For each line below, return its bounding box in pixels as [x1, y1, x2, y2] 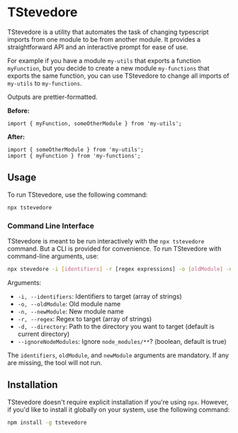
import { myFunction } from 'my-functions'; [7, 152, 141, 159]
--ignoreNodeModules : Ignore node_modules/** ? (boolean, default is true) [17, 337, 227, 345]
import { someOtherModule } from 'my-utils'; [7, 146, 144, 153]
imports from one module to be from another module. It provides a [7, 35, 200, 43]
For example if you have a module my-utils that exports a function [7, 56, 201, 64]
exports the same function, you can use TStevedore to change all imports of [7, 71, 229, 80]
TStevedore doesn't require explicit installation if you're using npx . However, [7, 398, 229, 406]
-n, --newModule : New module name [17, 307, 124, 316]
